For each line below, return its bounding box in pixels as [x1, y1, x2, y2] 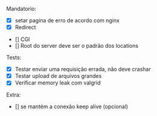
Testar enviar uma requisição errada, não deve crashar [14, 66, 152, 73]
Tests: [6, 54, 22, 61]
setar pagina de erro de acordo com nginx [14, 17, 120, 24]
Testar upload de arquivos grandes [14, 72, 102, 80]
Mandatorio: [6, 5, 37, 12]
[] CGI [14, 36, 30, 43]
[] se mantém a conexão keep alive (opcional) [14, 103, 128, 111]
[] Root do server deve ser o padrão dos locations [14, 42, 138, 50]
